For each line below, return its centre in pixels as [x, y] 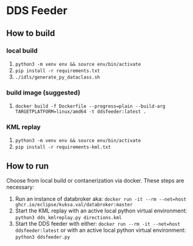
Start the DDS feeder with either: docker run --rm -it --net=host [98, 224]
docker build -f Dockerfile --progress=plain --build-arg [90, 107]
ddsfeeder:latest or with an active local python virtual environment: [100, 230]
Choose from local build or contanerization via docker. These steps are [95, 181]
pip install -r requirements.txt [58, 71]
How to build [31, 33]
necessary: [20, 187]
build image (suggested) [43, 92]
